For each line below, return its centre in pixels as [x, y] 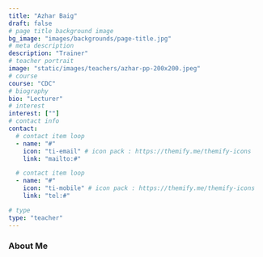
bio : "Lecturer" [36, 99]
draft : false [30, 23]
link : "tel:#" [47, 196]
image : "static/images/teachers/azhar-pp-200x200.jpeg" [104, 69]
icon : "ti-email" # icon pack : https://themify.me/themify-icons [137, 151]
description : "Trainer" [49, 53]
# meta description [41, 46]
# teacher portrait [41, 61]
